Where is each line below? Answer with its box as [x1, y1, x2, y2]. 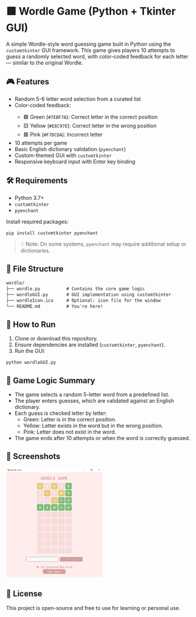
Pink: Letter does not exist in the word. [23, 428, 116, 435]
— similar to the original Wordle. [6, 59, 83, 66]
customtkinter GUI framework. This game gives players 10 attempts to [6, 46, 176, 53]
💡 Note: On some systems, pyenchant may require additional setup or [20, 240, 187, 247]
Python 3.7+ [14, 194, 44, 201]
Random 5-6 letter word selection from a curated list [14, 95, 142, 103]
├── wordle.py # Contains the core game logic [6, 286, 145, 292]
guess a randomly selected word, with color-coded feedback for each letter [6, 53, 189, 60]
